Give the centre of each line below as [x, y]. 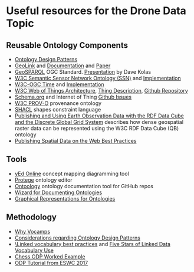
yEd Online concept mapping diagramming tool [72, 173]
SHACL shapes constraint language [58, 109]
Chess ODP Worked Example [50, 256]
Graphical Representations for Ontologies [65, 198]
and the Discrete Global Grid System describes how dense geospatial [99, 122]
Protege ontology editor [43, 180]
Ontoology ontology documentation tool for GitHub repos [84, 186]
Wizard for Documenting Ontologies [58, 192]
